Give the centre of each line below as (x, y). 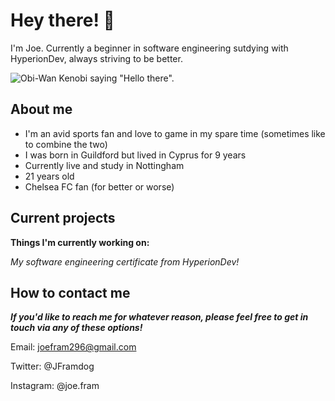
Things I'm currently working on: (80, 242)
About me (41, 109)
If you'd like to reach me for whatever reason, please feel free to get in (159, 317)
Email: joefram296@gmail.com (73, 347)
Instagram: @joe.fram (55, 386)
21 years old (49, 176)
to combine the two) (66, 144)
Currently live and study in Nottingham (104, 165)
